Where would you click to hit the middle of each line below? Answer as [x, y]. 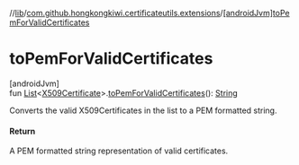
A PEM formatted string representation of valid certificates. [119, 151]
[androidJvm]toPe [256, 13]
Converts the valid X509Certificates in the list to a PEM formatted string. [143, 110]
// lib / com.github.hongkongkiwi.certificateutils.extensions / [116, 13]
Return [23, 131]
